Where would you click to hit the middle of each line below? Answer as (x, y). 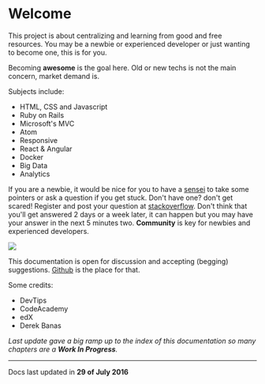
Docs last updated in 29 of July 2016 (68, 371)
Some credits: (31, 284)
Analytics (35, 174)
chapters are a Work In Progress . (63, 349)
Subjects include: (36, 91)
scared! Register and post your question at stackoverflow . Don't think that (128, 205)
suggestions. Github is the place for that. (74, 269)
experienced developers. (49, 231)
